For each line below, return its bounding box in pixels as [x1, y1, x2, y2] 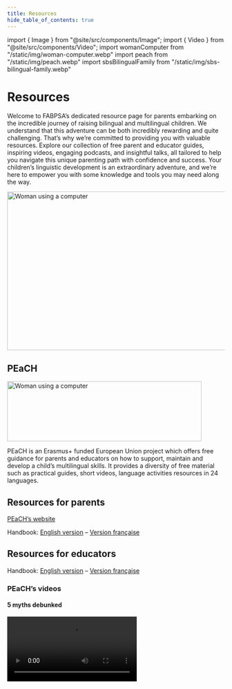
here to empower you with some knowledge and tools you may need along [7, 171, 220, 179]
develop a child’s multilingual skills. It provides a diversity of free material [7, 462, 215, 470]
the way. [7, 178, 32, 187]
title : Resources [7, 10, 57, 17]
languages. [7, 476, 39, 484]
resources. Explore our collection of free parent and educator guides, [7, 141, 204, 149]
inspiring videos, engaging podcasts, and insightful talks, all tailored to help [7, 149, 222, 157]
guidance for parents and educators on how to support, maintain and [7, 454, 204, 463]
